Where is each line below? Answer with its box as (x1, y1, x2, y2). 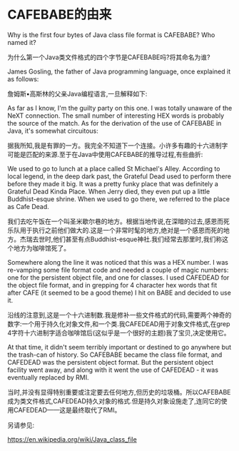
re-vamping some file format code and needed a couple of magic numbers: (7, 265, 229, 274)
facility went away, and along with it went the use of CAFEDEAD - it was (7, 365, 219, 374)
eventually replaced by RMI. (7, 373, 89, 382)
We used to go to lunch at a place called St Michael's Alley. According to (7, 164, 220, 173)
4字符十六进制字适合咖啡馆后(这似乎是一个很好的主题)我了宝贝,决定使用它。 (7, 328, 230, 337)
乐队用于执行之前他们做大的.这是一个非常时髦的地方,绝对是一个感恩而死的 (7, 225, 224, 234)
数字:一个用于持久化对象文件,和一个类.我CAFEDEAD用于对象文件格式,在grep (7, 319, 230, 328)
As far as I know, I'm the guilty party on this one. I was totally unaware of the (7, 103, 233, 112)
